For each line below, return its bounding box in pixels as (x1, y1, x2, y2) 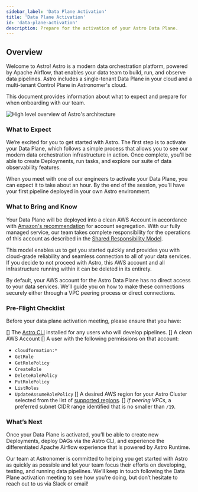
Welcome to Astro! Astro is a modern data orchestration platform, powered (6, 63, 188, 70)
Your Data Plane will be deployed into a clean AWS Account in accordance (6, 216, 187, 223)
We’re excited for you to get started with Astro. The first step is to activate (6, 139, 186, 146)
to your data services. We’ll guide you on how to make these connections (6, 283, 184, 290)
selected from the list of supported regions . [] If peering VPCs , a (14, 396, 171, 403)
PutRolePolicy (14, 379, 50, 385)
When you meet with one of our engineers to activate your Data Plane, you (6, 175, 188, 183)
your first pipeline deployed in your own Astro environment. (6, 188, 151, 195)
